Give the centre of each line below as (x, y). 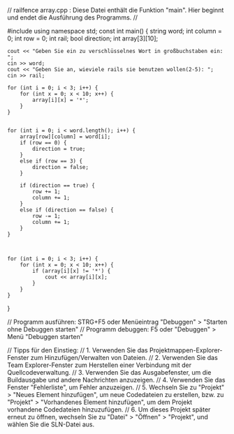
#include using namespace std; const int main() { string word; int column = (115, 31)
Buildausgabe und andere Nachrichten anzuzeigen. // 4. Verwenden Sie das (116, 380)
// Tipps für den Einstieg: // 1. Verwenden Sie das (78, 350)
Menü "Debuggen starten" (45, 337)
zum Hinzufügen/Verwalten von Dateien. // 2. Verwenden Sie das (124, 358)
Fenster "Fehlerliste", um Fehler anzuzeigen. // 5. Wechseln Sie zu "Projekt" (116, 387)
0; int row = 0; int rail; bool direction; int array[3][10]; (83, 38)
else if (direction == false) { (67, 210)
